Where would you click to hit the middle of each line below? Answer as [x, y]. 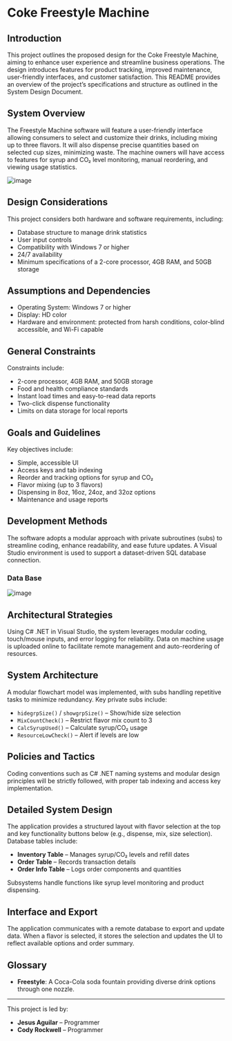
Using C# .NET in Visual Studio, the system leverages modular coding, [107, 631]
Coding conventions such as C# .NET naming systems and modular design [114, 773]
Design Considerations [58, 202]
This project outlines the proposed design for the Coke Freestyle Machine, [113, 55]
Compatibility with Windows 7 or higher [73, 247]
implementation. [30, 788]
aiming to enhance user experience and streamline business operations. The [116, 62]
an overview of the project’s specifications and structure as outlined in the [113, 84]
